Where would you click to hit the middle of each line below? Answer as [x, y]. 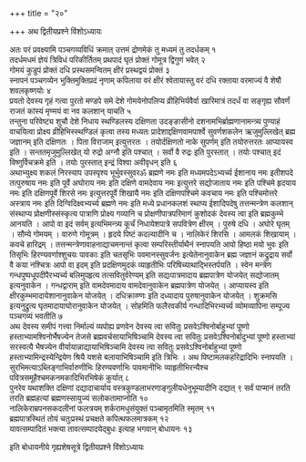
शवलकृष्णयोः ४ [31, 91]
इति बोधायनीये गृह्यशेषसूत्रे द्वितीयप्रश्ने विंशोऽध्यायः [77, 447]
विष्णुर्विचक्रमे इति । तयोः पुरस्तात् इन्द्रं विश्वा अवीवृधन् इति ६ [93, 162]
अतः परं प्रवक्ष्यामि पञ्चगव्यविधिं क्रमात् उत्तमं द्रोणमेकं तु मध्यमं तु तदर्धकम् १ [113, 50]
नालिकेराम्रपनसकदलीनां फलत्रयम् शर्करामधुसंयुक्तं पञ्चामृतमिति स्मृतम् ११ [112, 408]
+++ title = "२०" [39, 13]
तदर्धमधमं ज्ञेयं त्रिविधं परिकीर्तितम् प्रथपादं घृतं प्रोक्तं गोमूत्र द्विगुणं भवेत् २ [107, 60]
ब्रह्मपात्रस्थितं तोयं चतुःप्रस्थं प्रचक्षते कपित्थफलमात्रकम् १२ [89, 419]
